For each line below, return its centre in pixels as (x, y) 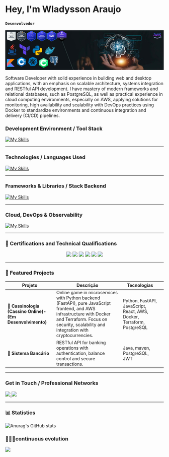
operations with (72, 348)
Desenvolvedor (20, 24)
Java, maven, (137, 348)
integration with (72, 330)
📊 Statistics (20, 413)
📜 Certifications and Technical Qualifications (61, 244)
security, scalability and (81, 325)
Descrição (87, 285)
